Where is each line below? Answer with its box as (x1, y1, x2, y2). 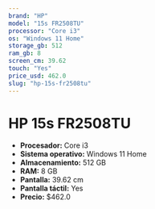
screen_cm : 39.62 (8, 57, 67, 65)
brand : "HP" (8, 11, 48, 20)
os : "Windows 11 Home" (8, 34, 84, 43)
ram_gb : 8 (8, 49, 42, 57)
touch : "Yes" (8, 65, 52, 73)
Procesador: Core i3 (19, 140, 88, 150)
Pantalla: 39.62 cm (19, 175, 84, 185)
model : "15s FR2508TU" (8, 19, 84, 27)
